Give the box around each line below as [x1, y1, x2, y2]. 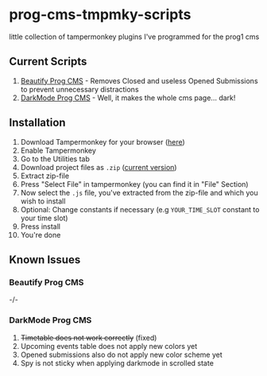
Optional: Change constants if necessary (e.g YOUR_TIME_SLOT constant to [20, 204, 260, 214]
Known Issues [9, 253, 81, 266]
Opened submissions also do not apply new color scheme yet [20, 350, 223, 359]
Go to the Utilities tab [20, 153, 91, 164]
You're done [20, 230, 61, 239]
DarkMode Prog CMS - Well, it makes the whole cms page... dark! [20, 93, 236, 103]
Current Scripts [9, 55, 87, 68]
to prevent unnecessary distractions [20, 84, 139, 94]
